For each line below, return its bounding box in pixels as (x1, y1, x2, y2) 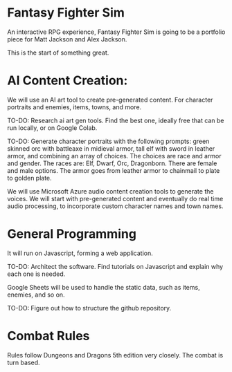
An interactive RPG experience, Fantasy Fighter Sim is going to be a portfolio (7, 28, 226, 36)
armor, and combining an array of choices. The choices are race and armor (7, 151, 222, 160)
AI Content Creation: (7, 73, 128, 89)
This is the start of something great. (7, 48, 109, 57)
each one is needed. (7, 270, 66, 278)
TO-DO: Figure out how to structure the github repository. (7, 304, 172, 312)
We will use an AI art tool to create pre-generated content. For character (7, 95, 213, 104)
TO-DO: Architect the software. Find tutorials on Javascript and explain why (7, 262, 224, 270)
